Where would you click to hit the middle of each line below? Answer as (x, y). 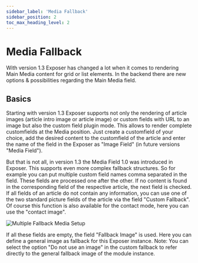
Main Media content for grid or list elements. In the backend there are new (96, 74)
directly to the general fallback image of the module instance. (80, 254)
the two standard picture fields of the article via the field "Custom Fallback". (98, 199)
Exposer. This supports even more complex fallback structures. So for (91, 168)
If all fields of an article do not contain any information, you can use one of (97, 193)
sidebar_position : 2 (32, 17)
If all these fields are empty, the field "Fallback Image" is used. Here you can (99, 235)
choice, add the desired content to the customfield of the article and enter (96, 138)
